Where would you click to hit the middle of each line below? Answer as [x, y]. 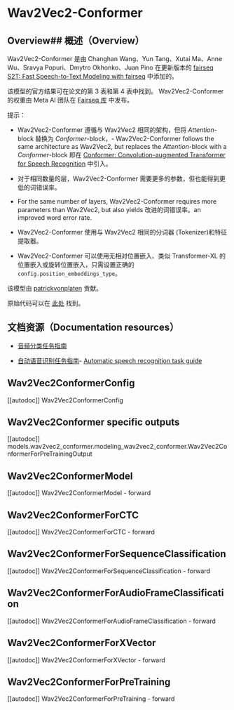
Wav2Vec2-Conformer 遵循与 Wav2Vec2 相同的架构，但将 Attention [116, 130]
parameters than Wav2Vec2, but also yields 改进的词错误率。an [109, 210]
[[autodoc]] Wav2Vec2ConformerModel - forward [79, 493]
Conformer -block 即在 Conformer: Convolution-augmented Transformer [121, 155]
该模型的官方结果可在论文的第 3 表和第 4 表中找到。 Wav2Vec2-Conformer [116, 91]
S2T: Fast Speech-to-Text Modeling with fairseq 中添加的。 [93, 76]
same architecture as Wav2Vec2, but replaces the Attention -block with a [122, 146]
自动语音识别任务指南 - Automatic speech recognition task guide [110, 360]
